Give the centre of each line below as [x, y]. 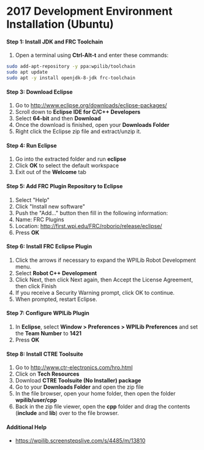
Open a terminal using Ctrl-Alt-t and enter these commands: [92, 55]
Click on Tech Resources [47, 374]
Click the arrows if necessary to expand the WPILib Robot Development [105, 260]
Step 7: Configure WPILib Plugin [48, 313]
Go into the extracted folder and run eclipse [71, 159]
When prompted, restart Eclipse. [56, 299]
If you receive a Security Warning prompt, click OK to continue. [95, 292]
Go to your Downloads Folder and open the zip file [79, 387]
